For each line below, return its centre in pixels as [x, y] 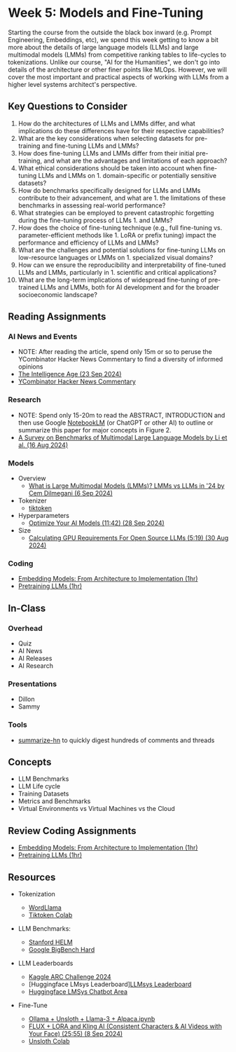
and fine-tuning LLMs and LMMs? [90, 146]
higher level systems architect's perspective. [72, 84]
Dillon [26, 699]
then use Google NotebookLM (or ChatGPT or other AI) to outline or [116, 423]
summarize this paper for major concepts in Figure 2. [95, 430]
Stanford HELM [50, 942]
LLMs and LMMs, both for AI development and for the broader [130, 287]
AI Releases [35, 658]
